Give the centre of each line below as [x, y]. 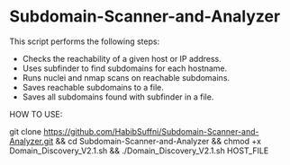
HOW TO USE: [36, 114]
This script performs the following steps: [85, 41]
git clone [26, 131]
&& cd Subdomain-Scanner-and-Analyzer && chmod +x [158, 141]
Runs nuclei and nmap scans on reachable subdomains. [126, 77]
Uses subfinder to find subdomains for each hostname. [125, 68]
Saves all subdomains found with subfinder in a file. [118, 97]
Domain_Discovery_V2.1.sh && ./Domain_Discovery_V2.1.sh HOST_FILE [139, 151]
